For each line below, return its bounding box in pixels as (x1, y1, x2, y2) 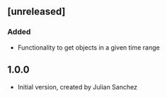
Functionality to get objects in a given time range (17, 43, 161, 52)
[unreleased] (7, 6, 66, 18)
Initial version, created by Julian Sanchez (17, 82, 138, 91)
